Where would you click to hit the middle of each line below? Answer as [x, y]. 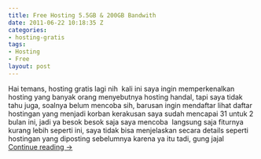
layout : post [29, 67]
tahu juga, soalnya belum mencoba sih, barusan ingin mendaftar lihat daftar [130, 105]
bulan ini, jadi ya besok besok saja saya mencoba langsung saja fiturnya [126, 121]
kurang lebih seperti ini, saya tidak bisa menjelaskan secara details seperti [129, 130]
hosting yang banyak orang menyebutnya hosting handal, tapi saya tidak [126, 97]
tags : [17, 45]
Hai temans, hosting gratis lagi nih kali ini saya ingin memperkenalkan [121, 89]
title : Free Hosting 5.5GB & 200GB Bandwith [82, 15]
